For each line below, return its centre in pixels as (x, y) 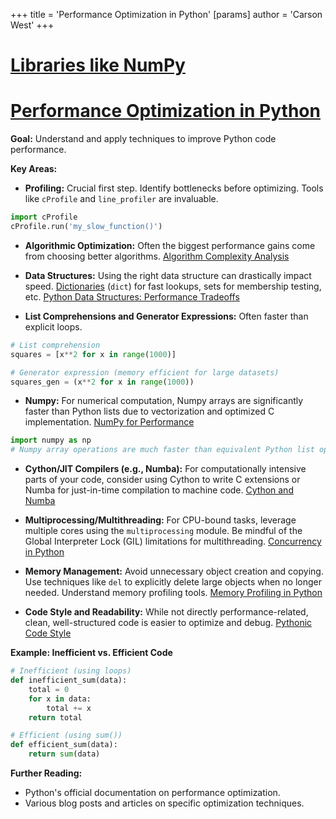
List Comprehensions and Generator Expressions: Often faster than (166, 316)
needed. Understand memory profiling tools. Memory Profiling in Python (173, 593)
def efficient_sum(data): (64, 745)
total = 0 (49, 689)
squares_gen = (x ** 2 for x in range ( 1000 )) (102, 382)
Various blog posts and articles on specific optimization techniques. (164, 803)
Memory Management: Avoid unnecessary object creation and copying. (174, 571)
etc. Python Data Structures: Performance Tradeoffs (132, 296)
